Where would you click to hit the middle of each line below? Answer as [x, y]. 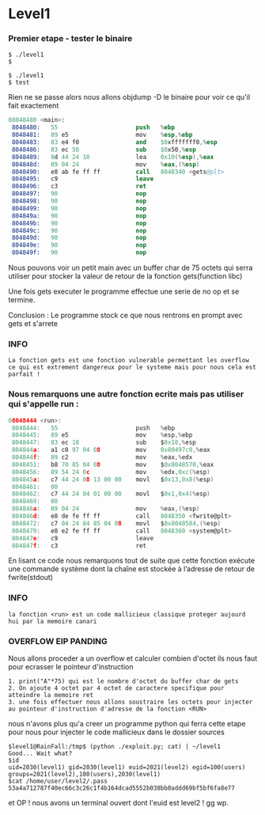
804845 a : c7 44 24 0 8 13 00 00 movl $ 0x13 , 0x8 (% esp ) [113, 480]
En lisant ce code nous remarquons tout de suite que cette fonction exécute [132, 561]
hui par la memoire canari [53, 621]
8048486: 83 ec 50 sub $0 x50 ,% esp [104, 150]
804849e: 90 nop [79, 245]
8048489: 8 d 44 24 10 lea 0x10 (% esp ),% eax [113, 157]
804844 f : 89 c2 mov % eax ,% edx [102, 457]
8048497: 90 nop [79, 194]
